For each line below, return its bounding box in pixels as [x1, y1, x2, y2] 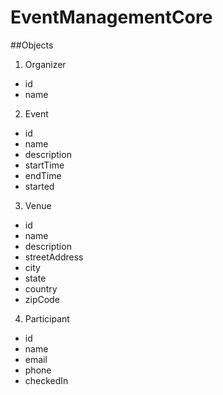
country [24, 282, 58, 295]
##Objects [10, 39, 54, 51]
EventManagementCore [10, 6, 213, 29]
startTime [24, 159, 65, 171]
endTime [24, 169, 62, 181]
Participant [24, 312, 70, 325]
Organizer [24, 58, 67, 70]
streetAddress [24, 251, 84, 263]
